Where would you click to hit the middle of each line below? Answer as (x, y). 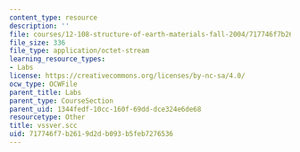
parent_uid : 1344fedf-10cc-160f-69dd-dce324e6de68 (105, 109)
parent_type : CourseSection (62, 101)
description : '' (39, 26)
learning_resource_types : (57, 59)
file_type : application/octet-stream (79, 51)
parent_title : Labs (46, 92)
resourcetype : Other (48, 117)
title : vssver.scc (43, 126)
